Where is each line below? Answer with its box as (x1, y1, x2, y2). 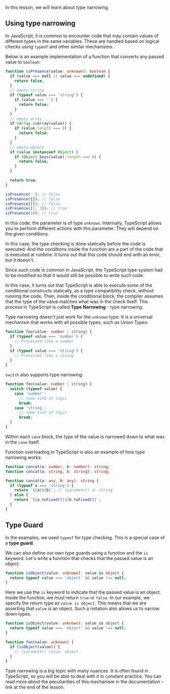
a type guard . (5, 540, 35, 546)
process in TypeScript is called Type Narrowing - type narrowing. (5, 304, 144, 310)
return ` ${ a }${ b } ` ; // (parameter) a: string (14, 488, 113, 493)
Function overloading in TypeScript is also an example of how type (5, 449, 145, 455)
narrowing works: (5, 454, 42, 460)
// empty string (10, 88, 44, 93)
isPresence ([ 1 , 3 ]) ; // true (5, 206, 67, 211)
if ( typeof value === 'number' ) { (10, 334, 83, 339)
